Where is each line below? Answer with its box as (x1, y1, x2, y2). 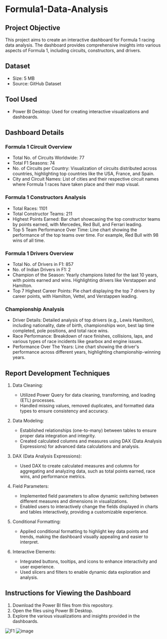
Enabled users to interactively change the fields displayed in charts (19, 504, 158, 510)
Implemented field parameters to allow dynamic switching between (19, 493, 158, 499)
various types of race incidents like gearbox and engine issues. (12, 339, 143, 345)
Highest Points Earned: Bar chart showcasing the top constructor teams (12, 216, 160, 222)
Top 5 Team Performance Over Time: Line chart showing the (12, 227, 137, 233)
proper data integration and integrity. (19, 433, 96, 439)
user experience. (19, 564, 55, 570)
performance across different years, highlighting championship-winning (12, 349, 161, 355)
